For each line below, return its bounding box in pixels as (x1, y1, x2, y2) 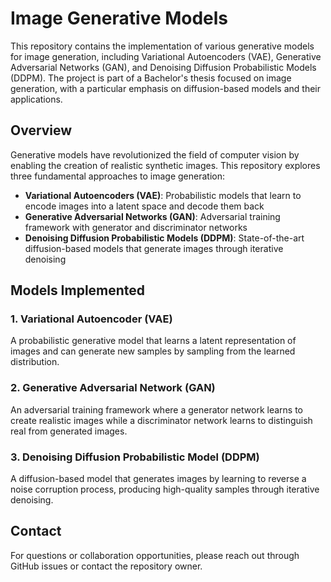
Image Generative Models (10, 7, 229, 30)
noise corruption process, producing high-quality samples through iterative (10, 483, 320, 496)
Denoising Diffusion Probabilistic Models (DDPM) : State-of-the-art (24, 232, 305, 244)
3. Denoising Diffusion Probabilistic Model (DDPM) (10, 450, 260, 464)
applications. (10, 93, 63, 105)
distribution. (10, 356, 60, 368)
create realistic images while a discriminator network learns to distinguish (10, 414, 313, 426)
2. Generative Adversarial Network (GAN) (10, 381, 216, 395)
